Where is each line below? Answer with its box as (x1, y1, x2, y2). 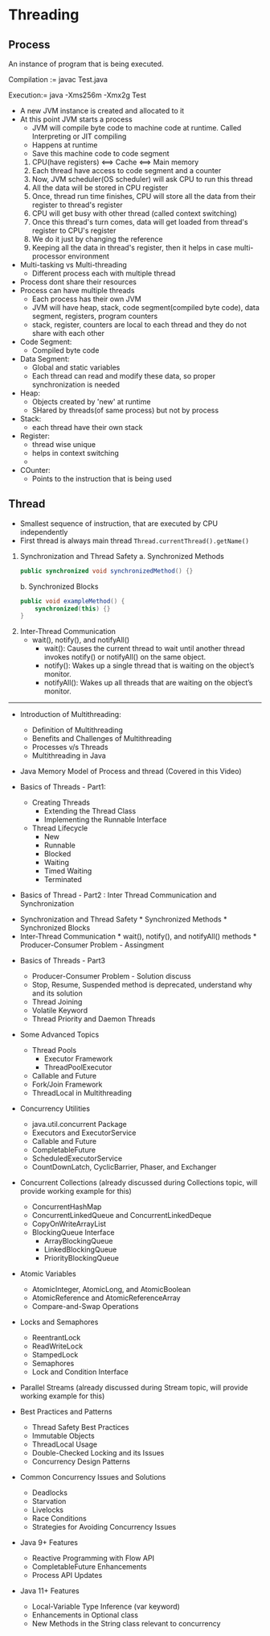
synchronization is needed (31, 380, 121, 389)
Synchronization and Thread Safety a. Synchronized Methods (19, 551, 225, 561)
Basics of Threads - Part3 (19, 956, 106, 966)
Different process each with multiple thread (31, 268, 176, 278)
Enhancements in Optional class (31, 1610, 139, 1620)
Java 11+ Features (19, 1586, 80, 1596)
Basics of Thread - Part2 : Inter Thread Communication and (19, 890, 217, 900)
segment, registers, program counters (31, 312, 158, 321)
